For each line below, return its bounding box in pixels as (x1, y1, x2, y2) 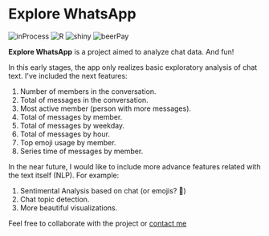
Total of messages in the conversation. (19, 95, 149, 104)
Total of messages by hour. (19, 129, 111, 139)
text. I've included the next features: (8, 71, 128, 80)
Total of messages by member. (19, 112, 123, 121)
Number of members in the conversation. (19, 86, 157, 96)
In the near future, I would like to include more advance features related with (8, 161, 261, 171)
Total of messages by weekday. (19, 120, 125, 130)
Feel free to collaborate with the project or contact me (8, 218, 187, 228)
